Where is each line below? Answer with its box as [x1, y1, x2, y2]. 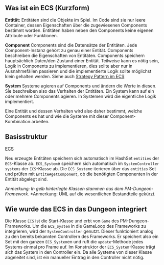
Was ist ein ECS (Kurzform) [5, 4, 90, 12]
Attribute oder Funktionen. [5, 32, 58, 38]
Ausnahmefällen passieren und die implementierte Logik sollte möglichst [5, 68, 152, 74]
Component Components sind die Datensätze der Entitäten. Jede [5, 42, 138, 48]
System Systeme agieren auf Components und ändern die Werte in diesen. [5, 83, 157, 89]
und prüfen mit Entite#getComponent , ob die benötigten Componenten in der [5, 171, 158, 177]
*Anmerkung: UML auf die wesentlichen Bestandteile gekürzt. [30, 191, 156, 197]
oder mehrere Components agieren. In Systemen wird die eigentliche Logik [5, 93, 157, 99]
